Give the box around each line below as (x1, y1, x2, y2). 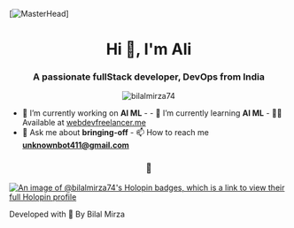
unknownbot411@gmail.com (21, 140, 130, 150)
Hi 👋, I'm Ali (105, 40, 192, 59)
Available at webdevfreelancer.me (21, 118, 146, 128)
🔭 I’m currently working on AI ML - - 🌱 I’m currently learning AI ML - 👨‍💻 (21, 108, 282, 118)
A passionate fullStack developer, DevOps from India (32, 71, 266, 83)
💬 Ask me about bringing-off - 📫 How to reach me (21, 127, 210, 138)
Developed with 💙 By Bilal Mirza (9, 209, 126, 219)
